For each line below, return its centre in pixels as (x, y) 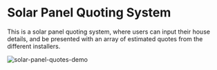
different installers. (34, 46)
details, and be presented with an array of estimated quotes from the (105, 38)
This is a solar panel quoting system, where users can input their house (109, 32)
